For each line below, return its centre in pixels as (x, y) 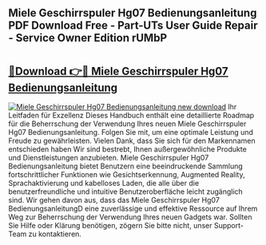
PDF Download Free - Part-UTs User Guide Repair (133, 26)
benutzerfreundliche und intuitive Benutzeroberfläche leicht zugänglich (126, 192)
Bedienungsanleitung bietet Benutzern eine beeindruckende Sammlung (126, 166)
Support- (228, 225)
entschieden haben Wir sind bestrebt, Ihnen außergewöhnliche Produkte (128, 149)
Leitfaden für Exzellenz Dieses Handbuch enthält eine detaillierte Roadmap (131, 115)
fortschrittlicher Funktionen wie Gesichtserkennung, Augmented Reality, (127, 174)
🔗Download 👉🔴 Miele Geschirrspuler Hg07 (119, 71)
